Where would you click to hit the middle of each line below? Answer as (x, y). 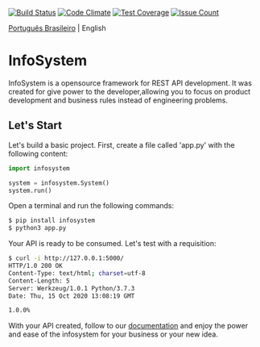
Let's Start (35, 125)
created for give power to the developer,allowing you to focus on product (130, 91)
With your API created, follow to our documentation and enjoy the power (128, 326)
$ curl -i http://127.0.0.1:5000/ (66, 258)
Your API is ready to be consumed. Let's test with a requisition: (112, 244)
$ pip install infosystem (52, 221)
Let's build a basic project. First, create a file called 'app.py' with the (122, 144)
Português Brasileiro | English (57, 28)
